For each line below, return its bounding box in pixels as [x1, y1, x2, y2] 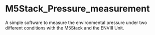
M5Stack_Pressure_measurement [5, 3, 150, 14]
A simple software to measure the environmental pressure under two [5, 19, 147, 25]
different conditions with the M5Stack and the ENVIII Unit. [5, 24, 124, 30]
